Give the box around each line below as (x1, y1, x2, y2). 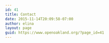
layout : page (5, 26, 32, 31)
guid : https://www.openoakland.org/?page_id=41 (5, 30, 105, 35)
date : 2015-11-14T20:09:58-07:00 (5, 16, 74, 21)
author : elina (5, 21, 34, 26)
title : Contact (5, 12, 36, 17)
